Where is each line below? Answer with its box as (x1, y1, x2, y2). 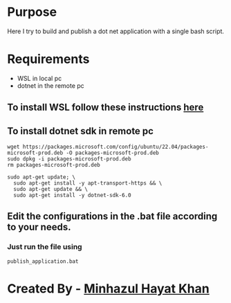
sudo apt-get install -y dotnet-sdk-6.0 (13, 192, 131, 199)
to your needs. (7, 221, 71, 233)
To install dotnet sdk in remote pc (7, 125, 154, 137)
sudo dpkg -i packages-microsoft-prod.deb (7, 156, 131, 163)
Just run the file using (7, 242, 82, 252)
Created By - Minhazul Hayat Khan (7, 281, 210, 296)
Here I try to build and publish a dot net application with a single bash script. (7, 27, 225, 35)
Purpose (7, 4, 57, 20)
